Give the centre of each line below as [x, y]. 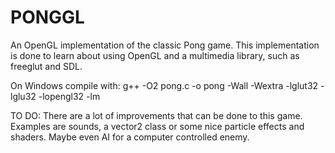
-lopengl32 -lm [69, 96]
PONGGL [47, 17]
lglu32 [23, 96]
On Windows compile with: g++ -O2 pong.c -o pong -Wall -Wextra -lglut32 [164, 85]
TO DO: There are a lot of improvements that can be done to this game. [156, 115]
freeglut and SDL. [46, 66]
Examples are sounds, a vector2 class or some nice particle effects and [157, 126]
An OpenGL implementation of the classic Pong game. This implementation [165, 45]
